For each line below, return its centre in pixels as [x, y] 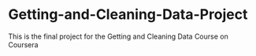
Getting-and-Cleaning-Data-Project [128, 15]
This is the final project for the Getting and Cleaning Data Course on [118, 36]
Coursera [23, 44]
